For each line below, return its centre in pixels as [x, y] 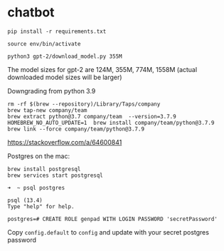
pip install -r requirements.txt [57, 31]
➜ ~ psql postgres [36, 188]
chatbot [31, 12]
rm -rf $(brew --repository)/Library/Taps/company [84, 104]
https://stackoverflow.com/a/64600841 [65, 142]
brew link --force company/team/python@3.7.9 [76, 129]
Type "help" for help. [41, 206]
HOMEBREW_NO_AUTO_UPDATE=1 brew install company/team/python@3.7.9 [111, 123]
